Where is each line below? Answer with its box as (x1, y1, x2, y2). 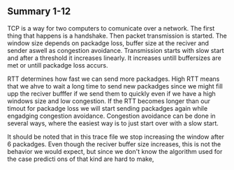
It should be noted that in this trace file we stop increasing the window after (7, 132, 225, 141)
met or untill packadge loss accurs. (7, 61, 108, 69)
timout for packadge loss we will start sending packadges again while (7, 104, 208, 112)
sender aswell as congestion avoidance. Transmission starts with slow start (7, 46, 225, 54)
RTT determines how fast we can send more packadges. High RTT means (7, 75, 220, 83)
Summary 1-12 (7, 6, 71, 17)
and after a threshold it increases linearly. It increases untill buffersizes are (7, 54, 221, 62)
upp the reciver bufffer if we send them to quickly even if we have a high (7, 89, 217, 98)
